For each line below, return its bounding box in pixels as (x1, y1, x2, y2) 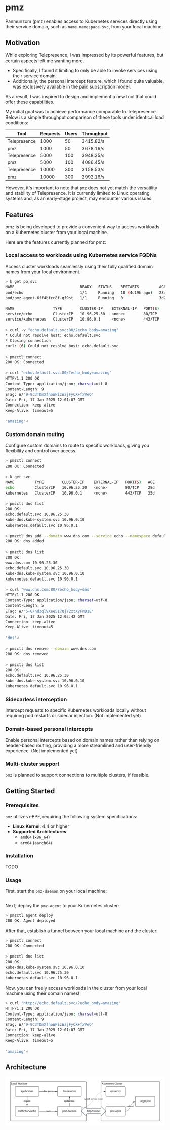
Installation (5, 852, 34, 859)
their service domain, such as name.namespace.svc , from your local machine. (5, 23, 163, 30)
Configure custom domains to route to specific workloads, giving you (5, 442, 149, 449)
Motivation (5, 39, 40, 47)
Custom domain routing (5, 430, 65, 438)
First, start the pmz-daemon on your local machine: (5, 888, 107, 894)
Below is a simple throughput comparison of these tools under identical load (5, 114, 164, 120)
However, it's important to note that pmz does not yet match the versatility (5, 185, 158, 191)
